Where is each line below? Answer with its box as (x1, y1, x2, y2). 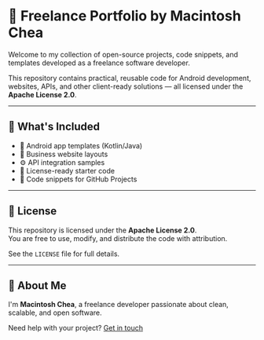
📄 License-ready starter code (19, 166, 115, 175)
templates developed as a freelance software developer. (8, 58, 190, 68)
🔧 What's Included (8, 120, 101, 133)
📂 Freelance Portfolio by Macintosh (8, 7, 241, 25)
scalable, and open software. (8, 308, 102, 317)
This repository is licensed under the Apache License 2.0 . (8, 225, 197, 235)
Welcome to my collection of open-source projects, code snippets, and (8, 49, 238, 59)
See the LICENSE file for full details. (8, 249, 120, 258)
